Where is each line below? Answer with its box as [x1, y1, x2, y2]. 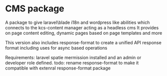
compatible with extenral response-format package [5, 65, 111, 71]
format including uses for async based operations [5, 45, 108, 51]
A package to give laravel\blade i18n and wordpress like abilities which [5, 19, 150, 25]
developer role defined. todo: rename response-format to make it [5, 60, 139, 66]
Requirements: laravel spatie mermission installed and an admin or [5, 54, 142, 60]
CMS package [5, 3, 65, 14]
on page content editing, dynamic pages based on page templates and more [5, 30, 163, 36]
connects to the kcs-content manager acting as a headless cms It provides [5, 24, 159, 30]
